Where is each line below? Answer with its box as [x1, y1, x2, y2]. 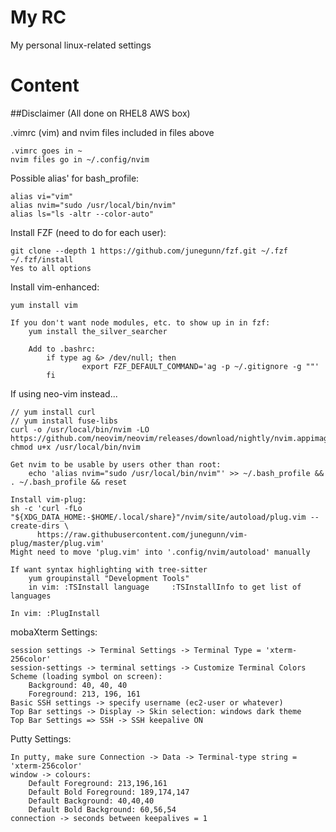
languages [10, 591, 52, 601]
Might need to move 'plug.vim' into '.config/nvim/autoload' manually [10, 547, 311, 557]
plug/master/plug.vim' [10, 538, 105, 548]
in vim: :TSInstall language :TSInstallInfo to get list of [28, 582, 302, 592]
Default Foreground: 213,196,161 [28, 778, 168, 788]
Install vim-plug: [10, 494, 87, 505]
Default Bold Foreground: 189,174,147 [28, 787, 190, 797]
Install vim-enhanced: [10, 281, 100, 293]
